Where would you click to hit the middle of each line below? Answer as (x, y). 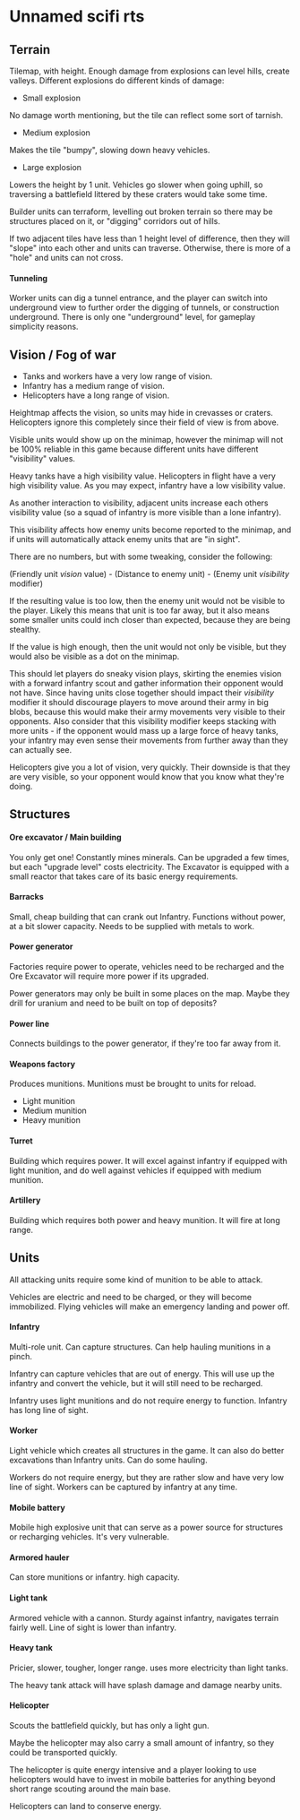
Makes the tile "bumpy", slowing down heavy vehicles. (110, 150)
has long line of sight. (49, 1410)
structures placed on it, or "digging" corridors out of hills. (115, 221)
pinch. (21, 1356)
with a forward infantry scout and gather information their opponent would (146, 684)
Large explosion (52, 167)
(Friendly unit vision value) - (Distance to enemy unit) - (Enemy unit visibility (149, 574)
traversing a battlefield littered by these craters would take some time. (138, 194)
